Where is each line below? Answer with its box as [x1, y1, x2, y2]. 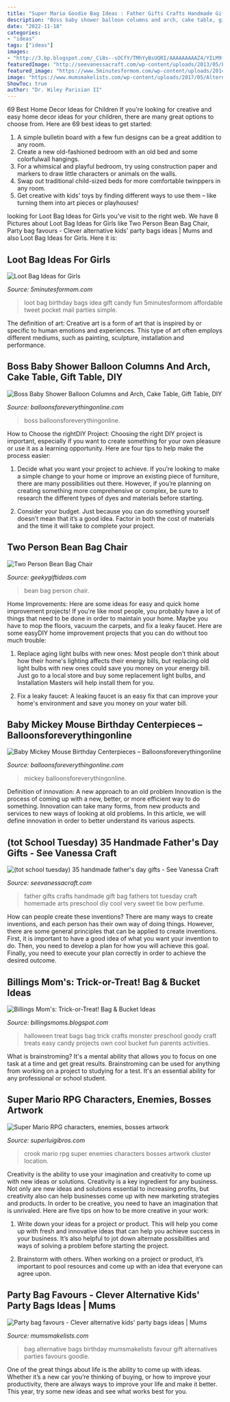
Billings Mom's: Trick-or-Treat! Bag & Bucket [7, 976, 201, 988]
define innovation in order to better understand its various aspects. [7, 817, 196, 825]
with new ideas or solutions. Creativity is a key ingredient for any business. [7, 1177, 218, 1185]
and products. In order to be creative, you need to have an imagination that [7, 1199, 218, 1207]
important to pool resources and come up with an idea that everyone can [16, 1262, 223, 1270]
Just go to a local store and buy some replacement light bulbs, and [16, 671, 205, 679]
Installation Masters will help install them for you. [16, 678, 155, 686]
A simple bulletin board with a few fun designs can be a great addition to [16, 133, 222, 141]
